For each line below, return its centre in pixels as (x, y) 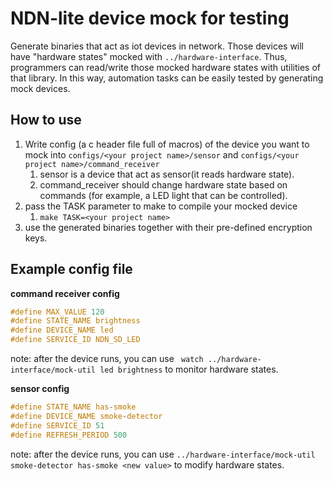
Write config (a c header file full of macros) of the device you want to (167, 144)
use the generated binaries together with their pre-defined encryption (168, 227)
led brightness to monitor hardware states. (189, 369)
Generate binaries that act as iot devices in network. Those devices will (157, 46)
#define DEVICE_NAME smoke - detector (86, 416)
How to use (46, 120)
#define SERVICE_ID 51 (57, 425)
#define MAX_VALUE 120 (57, 312)
